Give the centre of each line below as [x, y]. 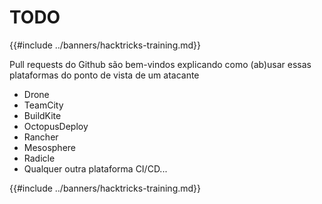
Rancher [41, 137]
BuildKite [42, 115]
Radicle [39, 158]
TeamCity [43, 105]
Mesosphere [49, 147]
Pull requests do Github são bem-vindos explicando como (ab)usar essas [160, 64]
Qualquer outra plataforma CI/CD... [95, 168]
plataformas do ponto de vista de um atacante [104, 75]
